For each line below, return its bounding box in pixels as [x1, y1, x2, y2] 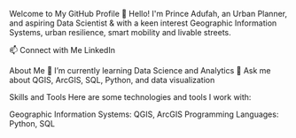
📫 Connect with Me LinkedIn [9, 45, 115, 55]
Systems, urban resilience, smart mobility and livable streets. [9, 27, 232, 37]
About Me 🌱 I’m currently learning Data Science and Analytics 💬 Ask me [9, 65, 271, 75]
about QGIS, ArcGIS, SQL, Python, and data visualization [9, 75, 215, 85]
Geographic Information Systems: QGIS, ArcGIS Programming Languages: [9, 109, 279, 119]
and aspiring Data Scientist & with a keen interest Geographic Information [9, 18, 277, 28]
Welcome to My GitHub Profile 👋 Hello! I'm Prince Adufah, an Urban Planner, [9, 9, 288, 19]
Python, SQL [9, 119, 56, 128]
